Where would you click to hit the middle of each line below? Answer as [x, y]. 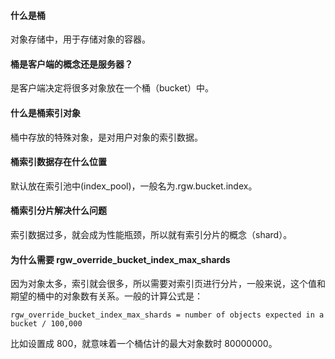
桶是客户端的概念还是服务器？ [71, 64]
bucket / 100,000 [46, 324]
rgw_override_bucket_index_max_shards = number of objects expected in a [167, 315]
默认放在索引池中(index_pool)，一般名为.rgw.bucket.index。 [134, 186]
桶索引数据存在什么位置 [58, 162]
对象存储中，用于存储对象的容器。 [80, 39]
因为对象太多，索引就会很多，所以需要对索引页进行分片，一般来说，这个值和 [168, 284]
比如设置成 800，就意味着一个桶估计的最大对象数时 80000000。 [144, 344]
